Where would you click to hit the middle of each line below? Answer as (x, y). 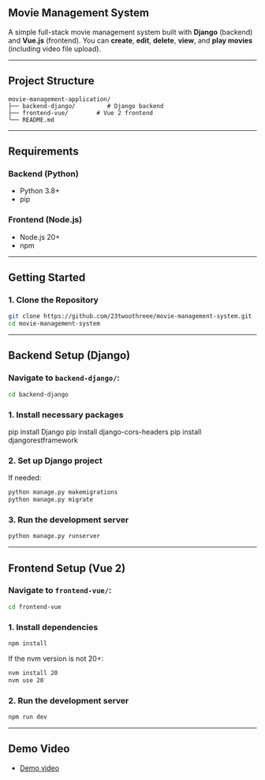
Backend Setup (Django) (69, 355)
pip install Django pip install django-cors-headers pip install (105, 431)
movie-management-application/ (60, 99)
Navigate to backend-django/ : (64, 378)
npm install (28, 643)
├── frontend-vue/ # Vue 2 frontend (81, 113)
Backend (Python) (43, 174)
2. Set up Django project (55, 461)
